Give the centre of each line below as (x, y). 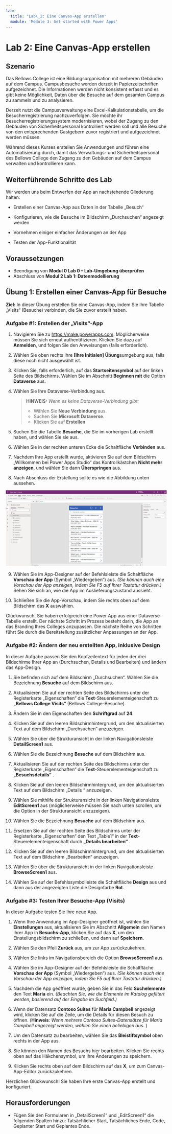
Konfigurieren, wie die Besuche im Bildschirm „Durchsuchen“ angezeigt (88, 217)
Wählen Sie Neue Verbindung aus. (70, 411)
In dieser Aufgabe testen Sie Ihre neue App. (52, 912)
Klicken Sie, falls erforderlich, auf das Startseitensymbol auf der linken (88, 371)
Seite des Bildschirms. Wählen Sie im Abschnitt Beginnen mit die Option (89, 376)
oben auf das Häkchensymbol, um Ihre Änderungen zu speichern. (82, 1056)
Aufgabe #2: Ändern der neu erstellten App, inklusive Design (83, 645)
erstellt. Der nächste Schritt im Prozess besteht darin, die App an (90, 621)
